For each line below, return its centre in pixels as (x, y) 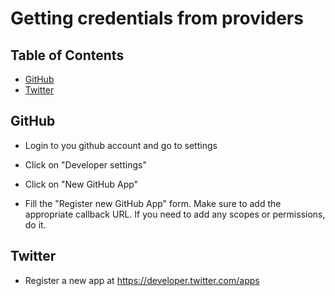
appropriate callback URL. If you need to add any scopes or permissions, (175, 214)
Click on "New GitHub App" (81, 184)
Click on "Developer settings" (85, 164)
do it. (35, 224)
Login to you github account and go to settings (121, 145)
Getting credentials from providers (157, 18)
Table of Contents (67, 55)
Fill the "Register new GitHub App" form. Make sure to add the (153, 203)
